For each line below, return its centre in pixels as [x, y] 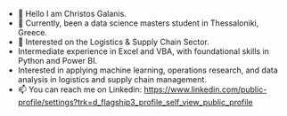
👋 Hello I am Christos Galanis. [72, 14]
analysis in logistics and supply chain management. [112, 79]
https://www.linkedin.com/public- [205, 89]
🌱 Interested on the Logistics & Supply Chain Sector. [113, 42]
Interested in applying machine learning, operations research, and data [148, 70]
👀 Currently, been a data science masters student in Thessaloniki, [138, 23]
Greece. [32, 32]
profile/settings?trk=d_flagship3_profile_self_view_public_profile [135, 102]
